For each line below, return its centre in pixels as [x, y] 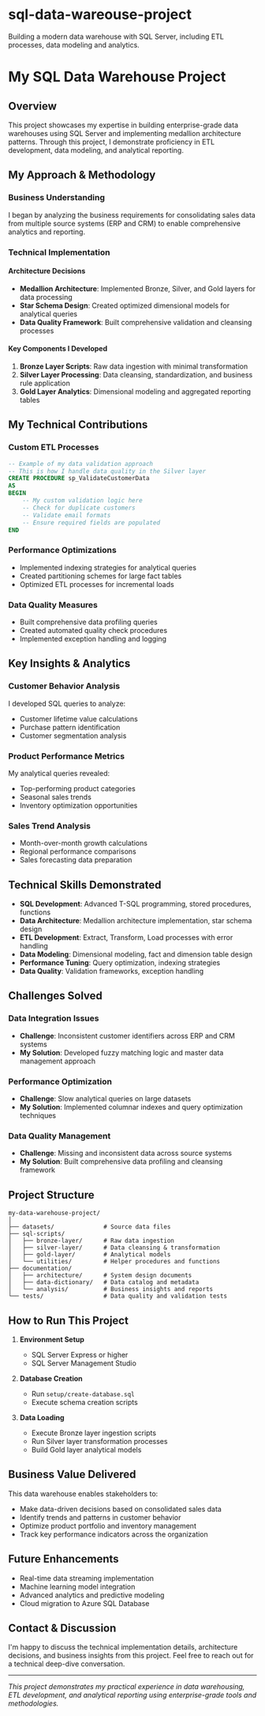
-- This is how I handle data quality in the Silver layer [107, 471]
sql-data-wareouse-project [100, 15]
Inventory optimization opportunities [78, 805]
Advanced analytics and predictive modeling [92, 1595]
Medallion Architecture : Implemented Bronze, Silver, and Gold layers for [138, 288]
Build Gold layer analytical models [86, 1449]
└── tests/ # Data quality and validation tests [118, 1296]
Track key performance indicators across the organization [114, 1534]
